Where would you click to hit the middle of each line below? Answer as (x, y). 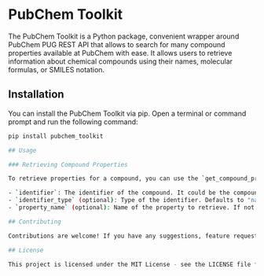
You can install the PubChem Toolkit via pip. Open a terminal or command (127, 113)
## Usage (22, 150)
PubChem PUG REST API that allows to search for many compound (117, 44)
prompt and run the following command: (73, 121)
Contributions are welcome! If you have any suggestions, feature (119, 236)
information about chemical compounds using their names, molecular (121, 61)
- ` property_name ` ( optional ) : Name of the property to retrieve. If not (132, 208)
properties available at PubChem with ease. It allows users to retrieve (120, 53)
